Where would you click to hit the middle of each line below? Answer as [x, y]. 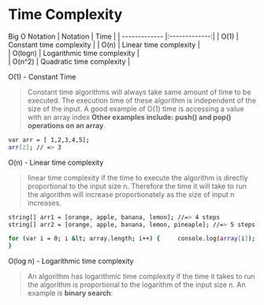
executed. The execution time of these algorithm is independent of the [141, 100]
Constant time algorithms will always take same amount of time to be [139, 91]
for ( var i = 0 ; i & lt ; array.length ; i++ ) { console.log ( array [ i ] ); [132, 239]
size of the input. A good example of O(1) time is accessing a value [136, 109]
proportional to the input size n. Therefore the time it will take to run [137, 186]
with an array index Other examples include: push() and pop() [129, 117]
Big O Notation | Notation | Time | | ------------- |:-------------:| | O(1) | [123, 36]
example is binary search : [70, 293]
